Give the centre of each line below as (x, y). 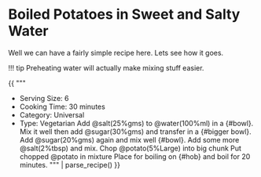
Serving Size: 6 (44, 98)
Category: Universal (52, 114)
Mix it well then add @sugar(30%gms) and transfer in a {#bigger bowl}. (135, 132)
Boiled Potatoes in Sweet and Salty (124, 14)
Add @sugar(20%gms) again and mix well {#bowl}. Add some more (129, 139)
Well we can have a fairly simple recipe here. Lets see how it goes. (116, 52)
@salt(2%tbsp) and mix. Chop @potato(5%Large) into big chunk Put (130, 148)
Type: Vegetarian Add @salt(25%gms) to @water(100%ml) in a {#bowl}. (136, 123)
